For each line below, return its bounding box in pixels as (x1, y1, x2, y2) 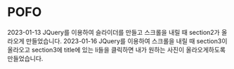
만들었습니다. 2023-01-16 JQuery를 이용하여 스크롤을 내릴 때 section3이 (25, 36, 228, 45)
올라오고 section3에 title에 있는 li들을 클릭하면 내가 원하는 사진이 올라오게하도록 (7, 45, 226, 54)
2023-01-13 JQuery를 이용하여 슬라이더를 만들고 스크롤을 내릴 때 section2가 (7, 28, 220, 36)
